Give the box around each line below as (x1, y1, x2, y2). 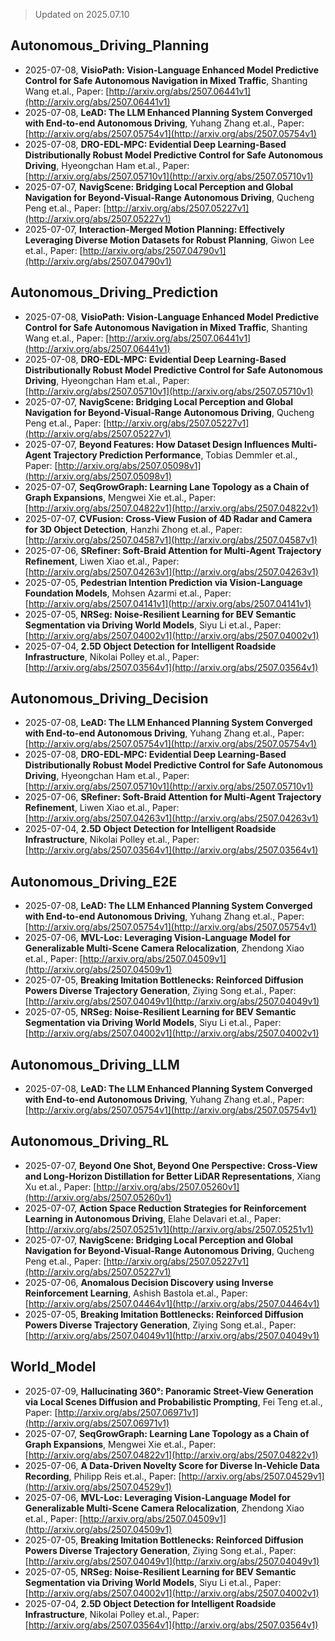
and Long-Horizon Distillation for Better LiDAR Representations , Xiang (24, 1170, 322, 1182)
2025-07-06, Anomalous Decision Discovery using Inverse (24, 1276, 274, 1288)
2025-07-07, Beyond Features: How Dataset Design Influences (24, 438, 290, 450)
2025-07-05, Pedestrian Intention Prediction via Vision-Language (24, 576, 303, 588)
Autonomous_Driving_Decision (10, 690, 209, 708)
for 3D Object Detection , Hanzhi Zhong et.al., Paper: (24, 523, 243, 535)
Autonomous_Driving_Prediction (10, 284, 219, 301)
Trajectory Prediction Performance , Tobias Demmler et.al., (53, 449, 298, 461)
